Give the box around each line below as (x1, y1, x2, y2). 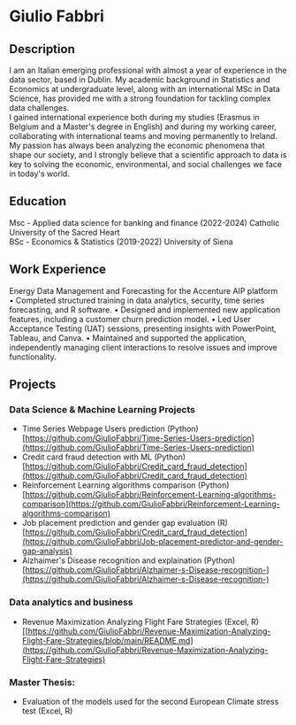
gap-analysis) (21, 546, 72, 557)
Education (9, 194, 67, 209)
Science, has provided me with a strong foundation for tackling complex (9, 93, 271, 104)
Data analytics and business (9, 596, 133, 608)
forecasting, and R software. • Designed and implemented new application (9, 304, 281, 315)
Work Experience (9, 262, 107, 277)
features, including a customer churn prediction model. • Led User (9, 313, 252, 324)
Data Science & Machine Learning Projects (9, 403, 196, 415)
